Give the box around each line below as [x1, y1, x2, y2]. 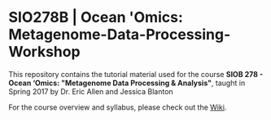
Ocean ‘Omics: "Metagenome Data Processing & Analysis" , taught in [8, 78, 246, 88]
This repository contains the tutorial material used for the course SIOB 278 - [8, 69, 263, 79]
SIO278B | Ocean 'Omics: [8, 8, 183, 27]
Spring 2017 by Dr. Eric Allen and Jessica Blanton [8, 86, 173, 96]
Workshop [8, 43, 81, 61]
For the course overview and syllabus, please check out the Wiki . [8, 102, 227, 112]
